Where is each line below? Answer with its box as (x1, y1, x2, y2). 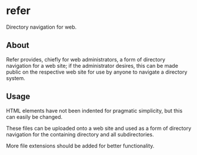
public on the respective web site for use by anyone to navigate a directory (6, 68, 188, 75)
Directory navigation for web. (6, 23, 77, 30)
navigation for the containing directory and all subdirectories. (6, 130, 154, 138)
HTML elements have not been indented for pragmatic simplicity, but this (6, 107, 183, 114)
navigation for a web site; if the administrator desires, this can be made (6, 62, 178, 69)
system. (6, 74, 25, 81)
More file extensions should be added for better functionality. (6, 142, 155, 149)
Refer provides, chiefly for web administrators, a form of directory (6, 56, 166, 63)
